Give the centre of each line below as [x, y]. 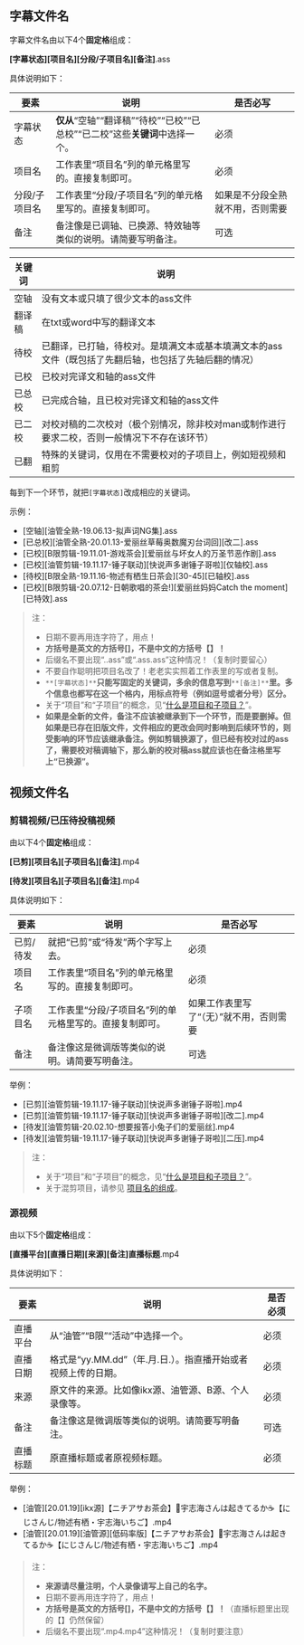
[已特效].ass [45, 598]
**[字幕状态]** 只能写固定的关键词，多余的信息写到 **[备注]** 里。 [165, 682]
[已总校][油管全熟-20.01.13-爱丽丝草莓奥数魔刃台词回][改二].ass [140, 542]
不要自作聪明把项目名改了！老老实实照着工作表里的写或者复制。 [164, 670]
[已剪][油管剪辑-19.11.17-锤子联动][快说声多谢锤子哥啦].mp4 [132, 1104]
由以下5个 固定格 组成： [52, 1234]
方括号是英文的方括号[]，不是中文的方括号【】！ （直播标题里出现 [167, 1608]
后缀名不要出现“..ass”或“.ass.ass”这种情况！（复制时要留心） [158, 660]
